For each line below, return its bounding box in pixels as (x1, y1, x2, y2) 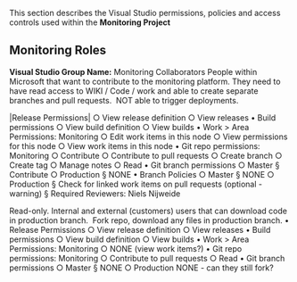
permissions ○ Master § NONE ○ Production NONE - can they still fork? (9, 262, 274, 273)
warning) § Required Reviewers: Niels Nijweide (9, 187, 181, 199)
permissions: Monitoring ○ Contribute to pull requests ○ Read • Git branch (9, 253, 285, 263)
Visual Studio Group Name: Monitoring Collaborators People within (9, 66, 258, 77)
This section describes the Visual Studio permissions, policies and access (9, 8, 281, 18)
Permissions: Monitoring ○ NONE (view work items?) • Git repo (9, 243, 243, 253)
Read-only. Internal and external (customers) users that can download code (9, 205, 288, 216)
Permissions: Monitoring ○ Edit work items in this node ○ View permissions (9, 131, 288, 142)
